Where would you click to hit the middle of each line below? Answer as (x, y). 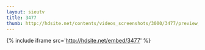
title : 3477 (21, 18)
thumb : (15, 23)
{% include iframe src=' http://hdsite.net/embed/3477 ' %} (79, 41)
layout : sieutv (26, 12)
